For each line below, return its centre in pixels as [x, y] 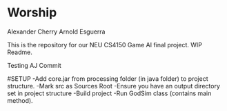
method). [20, 100]
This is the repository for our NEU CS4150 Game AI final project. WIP [105, 45]
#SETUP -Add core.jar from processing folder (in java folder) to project [108, 78]
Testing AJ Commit [34, 65]
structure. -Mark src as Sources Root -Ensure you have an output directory [114, 86]
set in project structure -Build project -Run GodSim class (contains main [109, 93]
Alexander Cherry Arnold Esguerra [56, 32]
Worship [32, 13]
